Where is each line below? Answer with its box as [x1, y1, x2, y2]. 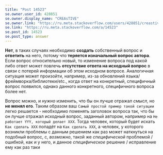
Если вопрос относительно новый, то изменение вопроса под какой [5, 58, 147, 63]
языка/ [126, 73, 140, 79]
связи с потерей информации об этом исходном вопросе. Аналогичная [5, 68, 154, 74]
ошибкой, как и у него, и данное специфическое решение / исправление [5, 139, 157, 145]
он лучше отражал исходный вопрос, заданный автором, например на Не [5, 113, 158, 119]
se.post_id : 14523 [5, 30, 42, 34]
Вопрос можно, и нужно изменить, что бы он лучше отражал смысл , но [5, 98, 155, 104]
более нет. [5, 88, 27, 94]
